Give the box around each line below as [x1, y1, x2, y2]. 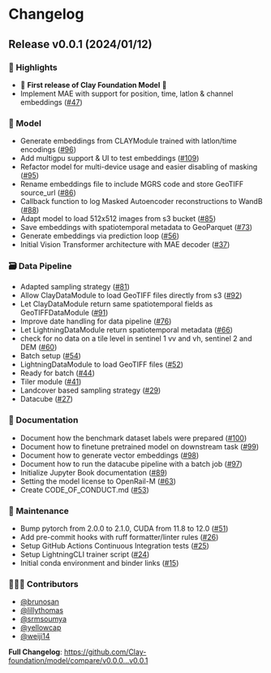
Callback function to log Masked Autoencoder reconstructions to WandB [19, 197, 263, 206]
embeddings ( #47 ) [19, 97, 83, 106]
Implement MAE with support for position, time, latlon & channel [19, 89, 234, 98]
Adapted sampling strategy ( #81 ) [19, 282, 130, 292]
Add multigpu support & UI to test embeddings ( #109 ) [19, 154, 200, 163]
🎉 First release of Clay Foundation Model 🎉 [19, 80, 167, 89]
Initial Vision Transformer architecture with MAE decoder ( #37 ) [19, 240, 230, 250]
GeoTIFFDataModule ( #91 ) [19, 308, 109, 318]
